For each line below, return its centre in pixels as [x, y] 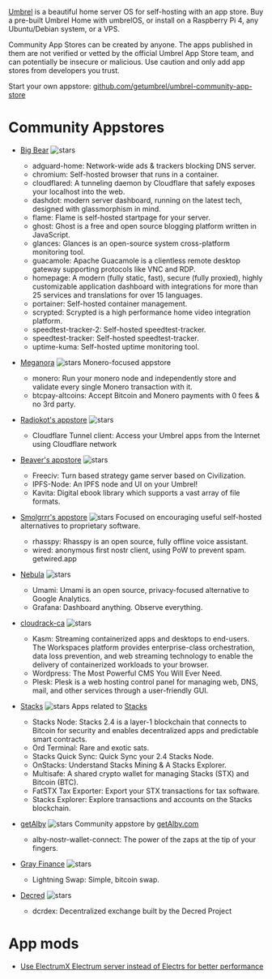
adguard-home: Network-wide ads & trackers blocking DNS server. [144, 165]
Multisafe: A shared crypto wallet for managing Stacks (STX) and [140, 773]
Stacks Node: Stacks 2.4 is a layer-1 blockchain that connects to [139, 722]
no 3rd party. [54, 404]
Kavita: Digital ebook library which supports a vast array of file [136, 492]
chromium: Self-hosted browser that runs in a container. [125, 174]
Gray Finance [42, 864]
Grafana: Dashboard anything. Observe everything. [117, 607]
